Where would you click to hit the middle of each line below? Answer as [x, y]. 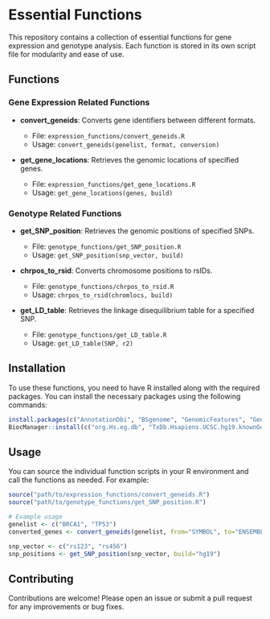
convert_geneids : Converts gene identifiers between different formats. [137, 120]
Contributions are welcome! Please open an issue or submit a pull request [131, 598]
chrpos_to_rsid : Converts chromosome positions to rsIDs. [116, 270]
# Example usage [35, 517]
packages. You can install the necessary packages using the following [125, 396]
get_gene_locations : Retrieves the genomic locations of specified [129, 159]
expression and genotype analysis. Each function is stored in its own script [132, 45]
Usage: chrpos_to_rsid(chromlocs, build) [102, 295]
